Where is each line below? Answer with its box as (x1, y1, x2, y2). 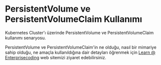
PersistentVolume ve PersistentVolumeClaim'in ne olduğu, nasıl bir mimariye (5, 44, 157, 50)
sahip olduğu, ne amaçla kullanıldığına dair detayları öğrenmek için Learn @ (5, 49, 156, 55)
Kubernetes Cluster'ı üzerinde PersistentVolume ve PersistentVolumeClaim (5, 30, 154, 35)
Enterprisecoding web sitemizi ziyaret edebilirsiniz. (5, 54, 106, 60)
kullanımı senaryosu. (5, 35, 46, 41)
